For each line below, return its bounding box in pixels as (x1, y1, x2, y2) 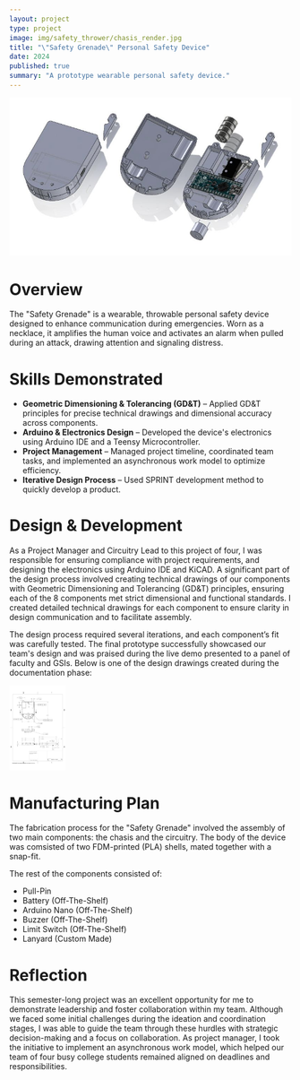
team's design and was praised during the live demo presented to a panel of (9, 648, 291, 659)
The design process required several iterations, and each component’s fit (9, 629, 279, 640)
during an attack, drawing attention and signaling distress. (9, 337, 224, 349)
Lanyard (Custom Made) (21, 933, 113, 945)
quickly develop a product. (21, 484, 121, 495)
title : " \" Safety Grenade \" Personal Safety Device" (9, 43, 210, 52)
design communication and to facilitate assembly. (9, 612, 193, 623)
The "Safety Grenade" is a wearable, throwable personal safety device (9, 309, 270, 320)
